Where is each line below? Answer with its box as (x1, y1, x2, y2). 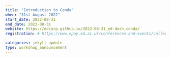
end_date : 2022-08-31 (5, 21, 51, 27)
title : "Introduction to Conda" (5, 7, 74, 13)
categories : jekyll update (5, 40, 63, 46)
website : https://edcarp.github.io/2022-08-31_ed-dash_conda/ (5, 26, 140, 32)
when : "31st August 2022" (5, 12, 60, 17)
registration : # (5, 31, 40, 36)
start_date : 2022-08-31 (5, 17, 56, 22)
